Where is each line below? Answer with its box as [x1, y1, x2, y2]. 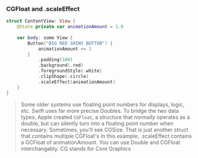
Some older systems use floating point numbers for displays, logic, [20, 100, 185, 108]
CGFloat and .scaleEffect [6, 5, 80, 13]
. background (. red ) [37, 62, 84, 68]
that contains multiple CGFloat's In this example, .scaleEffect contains [20, 132, 192, 140]
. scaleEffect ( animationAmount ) [37, 79, 116, 85]
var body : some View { [17, 34, 73, 40]
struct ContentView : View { [6, 18, 76, 24]
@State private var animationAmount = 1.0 [17, 24, 124, 30]
